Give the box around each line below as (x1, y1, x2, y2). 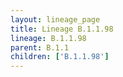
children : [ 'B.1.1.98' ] (10, 52, 110, 62)
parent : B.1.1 (10, 42, 70, 53)
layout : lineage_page (10, 14, 101, 25)
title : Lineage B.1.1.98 (10, 24, 114, 34)
